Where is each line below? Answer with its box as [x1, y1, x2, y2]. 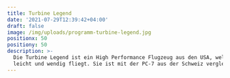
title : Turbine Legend [7, 9, 72, 17]
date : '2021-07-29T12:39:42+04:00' [7, 16, 109, 23]
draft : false [7, 22, 44, 29]
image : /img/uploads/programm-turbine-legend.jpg [7, 28, 152, 36]
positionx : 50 [7, 35, 48, 42]
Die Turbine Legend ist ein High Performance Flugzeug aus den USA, [13, 54, 213, 61]
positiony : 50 [7, 41, 48, 48]
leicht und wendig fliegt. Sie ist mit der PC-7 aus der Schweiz [13, 60, 204, 67]
